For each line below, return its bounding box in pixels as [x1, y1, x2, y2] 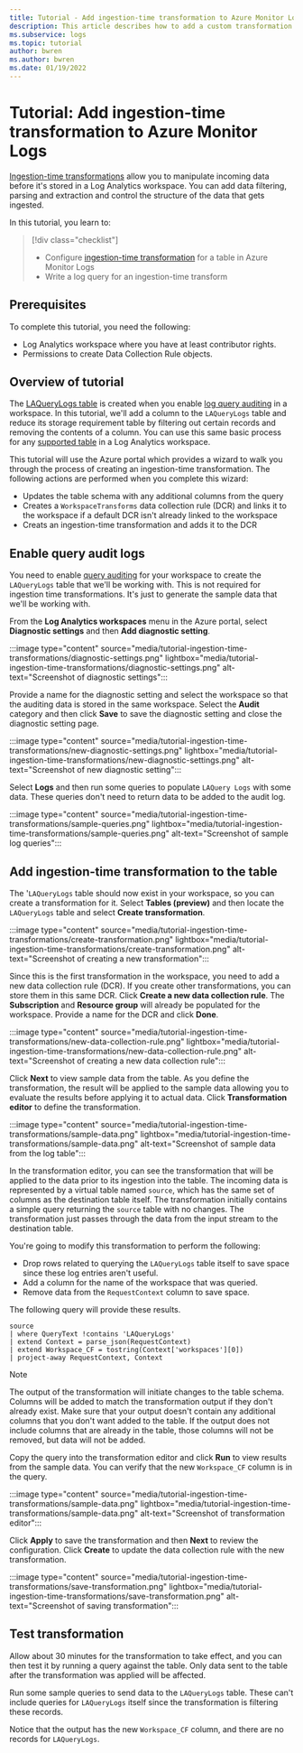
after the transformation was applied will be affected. [9, 1669, 207, 1680]
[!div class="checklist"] [31, 234, 119, 245]
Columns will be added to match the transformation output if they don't [9, 1396, 273, 1407]
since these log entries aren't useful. [22, 1267, 159, 1278]
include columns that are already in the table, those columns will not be [9, 1425, 274, 1436]
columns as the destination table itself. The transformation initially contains [9, 1194, 288, 1205]
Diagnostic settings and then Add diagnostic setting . [9, 626, 210, 636]
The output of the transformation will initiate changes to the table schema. [9, 1387, 285, 1397]
